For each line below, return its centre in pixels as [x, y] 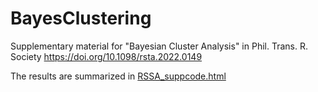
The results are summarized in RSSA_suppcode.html [118, 76]
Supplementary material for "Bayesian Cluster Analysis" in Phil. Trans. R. [159, 46]
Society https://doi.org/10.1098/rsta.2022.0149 [106, 56]
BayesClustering [81, 18]
